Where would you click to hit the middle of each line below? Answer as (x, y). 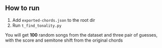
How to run (22, 8)
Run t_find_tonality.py (37, 25)
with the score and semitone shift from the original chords (64, 40)
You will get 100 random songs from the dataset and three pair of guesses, (81, 35)
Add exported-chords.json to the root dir (54, 20)
